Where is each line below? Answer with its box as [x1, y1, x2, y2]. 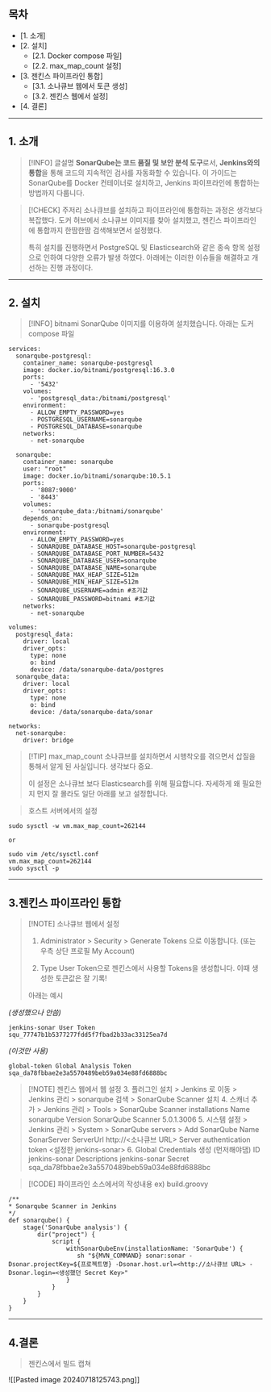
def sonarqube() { [8, 1217, 70, 1225]
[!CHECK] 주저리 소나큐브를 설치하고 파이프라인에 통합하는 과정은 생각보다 [27, 205, 263, 215]
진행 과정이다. [49, 262, 94, 272]
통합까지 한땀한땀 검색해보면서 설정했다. [36, 225, 163, 235]
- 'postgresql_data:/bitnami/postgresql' [29, 395, 172, 403]
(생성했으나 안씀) [8, 1008, 62, 1018]
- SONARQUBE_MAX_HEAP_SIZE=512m [29, 571, 139, 579]
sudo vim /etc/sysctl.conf [8, 851, 99, 859]
